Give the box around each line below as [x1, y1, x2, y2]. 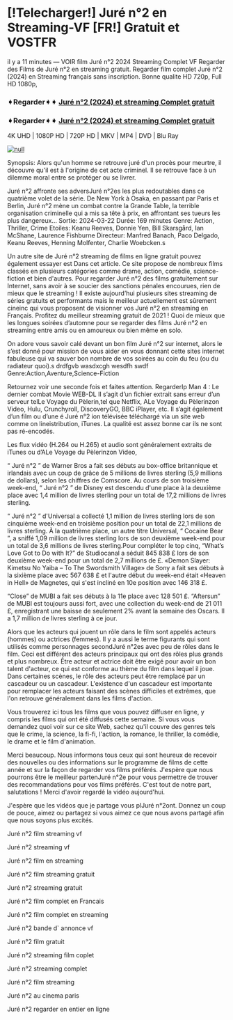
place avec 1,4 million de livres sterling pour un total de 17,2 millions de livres [7, 491, 227, 499]
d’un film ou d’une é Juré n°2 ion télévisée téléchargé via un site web [7, 412, 205, 421]
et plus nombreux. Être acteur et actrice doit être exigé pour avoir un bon [7, 657, 216, 666]
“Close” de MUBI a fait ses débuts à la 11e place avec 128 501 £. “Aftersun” [7, 592, 220, 600]
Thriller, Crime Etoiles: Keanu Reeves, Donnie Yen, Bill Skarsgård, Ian [7, 224, 204, 233]
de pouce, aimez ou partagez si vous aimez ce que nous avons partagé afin [7, 809, 225, 817]
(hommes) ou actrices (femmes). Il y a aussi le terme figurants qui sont [7, 635, 210, 643]
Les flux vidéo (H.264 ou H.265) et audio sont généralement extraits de [7, 441, 212, 449]
